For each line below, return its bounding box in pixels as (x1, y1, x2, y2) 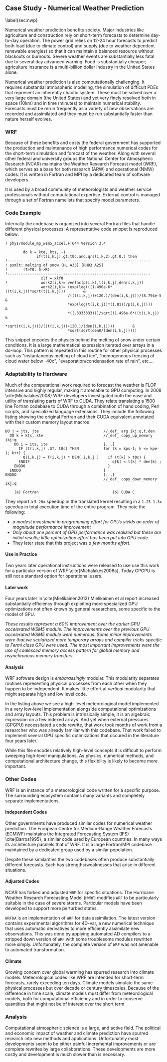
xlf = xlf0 (40, 276, 64, 281)
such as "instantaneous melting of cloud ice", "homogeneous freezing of (5, 353, 155, 359)
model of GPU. (5, 611, 35, 617)
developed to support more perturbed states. (5, 906, 98, 911)
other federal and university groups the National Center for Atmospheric (5, 155, 153, 161)
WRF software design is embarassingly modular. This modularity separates (5, 675, 160, 681)
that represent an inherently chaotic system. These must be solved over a (5, 89, 157, 95)
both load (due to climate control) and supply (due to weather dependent (5, 42, 155, 49)
